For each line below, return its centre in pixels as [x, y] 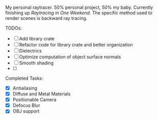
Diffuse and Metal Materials [42, 94]
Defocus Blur [26, 105]
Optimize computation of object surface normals [70, 57]
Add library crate [37, 39]
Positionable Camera [35, 100]
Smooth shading [36, 63]
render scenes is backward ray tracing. [46, 18]
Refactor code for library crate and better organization [76, 45]
